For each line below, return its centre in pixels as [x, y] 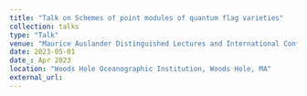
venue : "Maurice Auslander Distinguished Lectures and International [145, 43]
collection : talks [44, 27]
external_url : [37, 78]
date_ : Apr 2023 [40, 60]
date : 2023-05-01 [42, 52]
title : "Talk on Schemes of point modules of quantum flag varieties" [147, 18]
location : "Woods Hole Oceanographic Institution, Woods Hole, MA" [141, 69]
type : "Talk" [34, 35]
